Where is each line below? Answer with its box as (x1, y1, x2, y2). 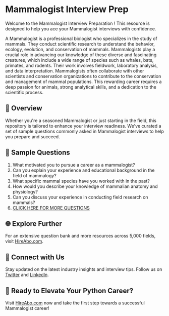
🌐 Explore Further (5, 219, 62, 228)
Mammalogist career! (5, 305, 49, 311)
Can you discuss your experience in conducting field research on (12, 194, 148, 200)
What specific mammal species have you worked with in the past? (12, 178, 150, 184)
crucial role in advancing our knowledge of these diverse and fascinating (5, 52, 157, 58)
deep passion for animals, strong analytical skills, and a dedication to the (5, 84, 156, 90)
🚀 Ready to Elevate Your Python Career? (5, 286, 134, 295)
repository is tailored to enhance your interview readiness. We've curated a (5, 123, 161, 129)
